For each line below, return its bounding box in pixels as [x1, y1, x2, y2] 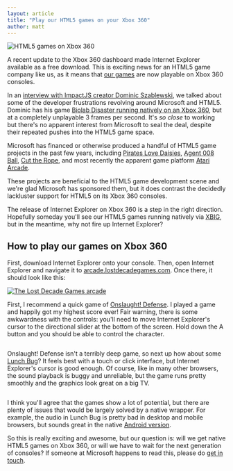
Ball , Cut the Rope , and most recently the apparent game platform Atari [7, 156, 210, 165]
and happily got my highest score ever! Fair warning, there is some [7, 308, 198, 316]
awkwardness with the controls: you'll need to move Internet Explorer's [7, 315, 210, 324]
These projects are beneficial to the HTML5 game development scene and [7, 177, 220, 185]
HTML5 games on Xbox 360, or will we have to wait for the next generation [7, 442, 222, 450]
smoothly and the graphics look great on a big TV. [7, 379, 150, 388]
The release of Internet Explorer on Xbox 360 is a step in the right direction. [7, 206, 223, 214]
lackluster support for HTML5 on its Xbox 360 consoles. [7, 192, 168, 200]
